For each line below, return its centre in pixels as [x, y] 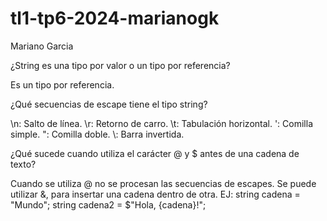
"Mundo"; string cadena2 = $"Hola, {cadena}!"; [108, 204]
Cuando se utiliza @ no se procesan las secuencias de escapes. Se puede [163, 183]
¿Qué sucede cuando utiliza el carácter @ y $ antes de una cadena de [155, 153]
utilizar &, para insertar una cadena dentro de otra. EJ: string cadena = [155, 194]
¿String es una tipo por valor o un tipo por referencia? [120, 65]
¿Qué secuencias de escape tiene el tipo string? [109, 104]
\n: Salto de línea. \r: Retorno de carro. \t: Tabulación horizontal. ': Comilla [162, 123]
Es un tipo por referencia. [62, 84]
